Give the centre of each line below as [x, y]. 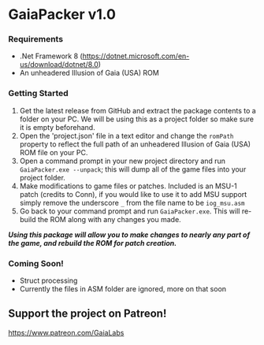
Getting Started [38, 94]
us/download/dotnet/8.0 [59, 65]
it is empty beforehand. [58, 127]
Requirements [36, 39]
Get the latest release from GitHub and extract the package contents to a [138, 110]
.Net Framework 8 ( [51, 56]
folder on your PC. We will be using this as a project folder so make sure [137, 119]
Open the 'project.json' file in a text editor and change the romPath [126, 135]
